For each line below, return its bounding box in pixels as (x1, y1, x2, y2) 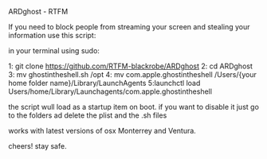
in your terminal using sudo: (8, 46, 100, 55)
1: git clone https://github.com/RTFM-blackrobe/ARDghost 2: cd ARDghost (8, 61, 253, 71)
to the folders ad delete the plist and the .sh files (8, 111, 167, 120)
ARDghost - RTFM (8, 7, 69, 16)
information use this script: (8, 31, 96, 40)
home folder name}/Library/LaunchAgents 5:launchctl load (8, 79, 201, 87)
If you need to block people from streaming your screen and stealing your (8, 22, 250, 31)
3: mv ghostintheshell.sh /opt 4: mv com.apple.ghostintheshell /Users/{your (8, 70, 257, 79)
